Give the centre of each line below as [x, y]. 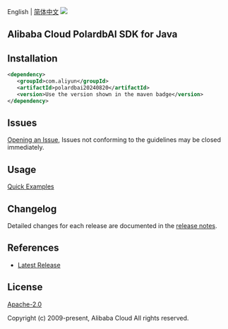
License [25, 287]
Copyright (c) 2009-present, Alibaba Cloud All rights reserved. [98, 318]
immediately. [26, 148]
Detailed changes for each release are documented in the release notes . [112, 226]
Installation [32, 58]
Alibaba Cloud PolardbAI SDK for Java [92, 34]
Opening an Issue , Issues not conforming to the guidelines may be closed [114, 140]
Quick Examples [31, 186]
